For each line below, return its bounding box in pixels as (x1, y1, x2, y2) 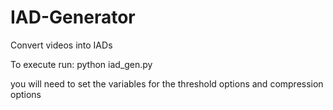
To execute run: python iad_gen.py (10, 58, 153, 70)
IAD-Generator (10, 6, 136, 29)
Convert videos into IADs (10, 39, 113, 51)
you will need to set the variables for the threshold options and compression (10, 77, 324, 90)
